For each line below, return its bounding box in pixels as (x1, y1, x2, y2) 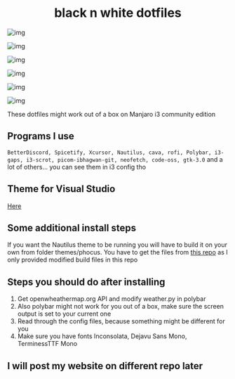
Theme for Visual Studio (7, 183, 116, 195)
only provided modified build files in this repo (7, 255, 138, 264)
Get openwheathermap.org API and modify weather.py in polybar (17, 295, 206, 303)
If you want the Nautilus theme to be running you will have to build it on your (7, 240, 228, 249)
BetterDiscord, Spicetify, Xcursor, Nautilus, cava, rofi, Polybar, (7, 149, 212, 156)
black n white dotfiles (53, 5, 182, 21)
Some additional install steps (7, 221, 137, 233)
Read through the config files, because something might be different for (17, 317, 226, 326)
